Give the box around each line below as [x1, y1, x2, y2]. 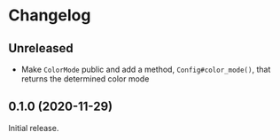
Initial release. [8, 122, 59, 133]
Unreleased [8, 41, 74, 56]
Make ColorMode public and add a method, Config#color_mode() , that [20, 64, 271, 74]
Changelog [8, 5, 91, 26]
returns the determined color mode [20, 74, 150, 84]
